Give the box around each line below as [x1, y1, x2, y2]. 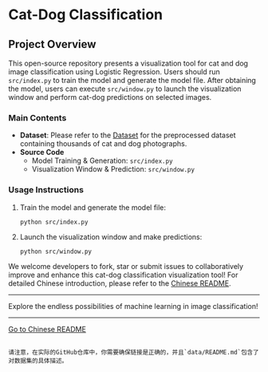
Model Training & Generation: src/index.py [31, 156, 173, 165]
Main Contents [8, 112, 67, 123]
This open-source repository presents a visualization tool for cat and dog [8, 58, 249, 68]
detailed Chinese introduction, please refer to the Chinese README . [8, 278, 231, 288]
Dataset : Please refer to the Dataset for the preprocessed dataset [19, 130, 237, 140]
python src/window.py [19, 247, 92, 255]
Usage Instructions [8, 184, 84, 196]
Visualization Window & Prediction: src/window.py [31, 164, 195, 174]
